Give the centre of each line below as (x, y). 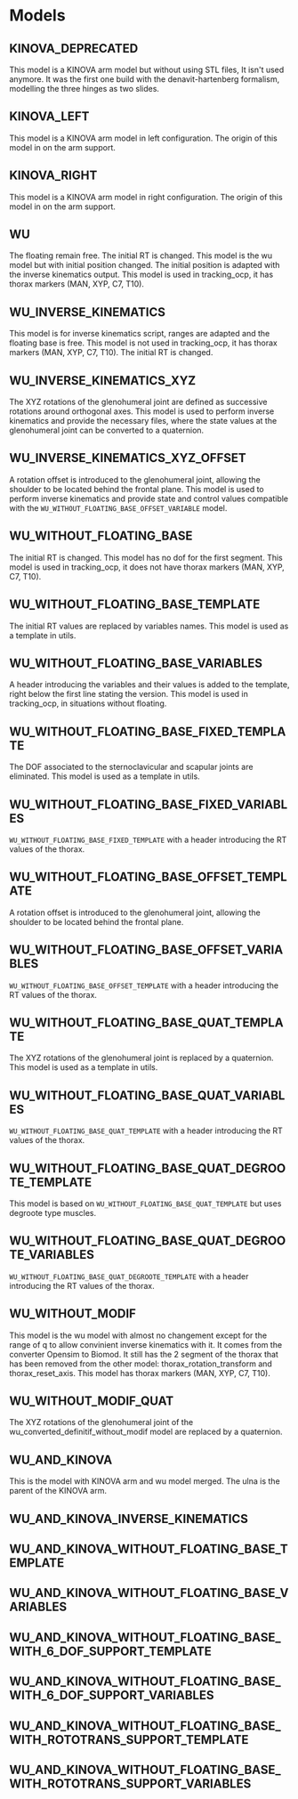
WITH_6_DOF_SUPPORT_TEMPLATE (110, 1651)
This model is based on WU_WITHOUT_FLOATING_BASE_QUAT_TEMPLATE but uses (145, 1203)
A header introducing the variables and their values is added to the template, (149, 685)
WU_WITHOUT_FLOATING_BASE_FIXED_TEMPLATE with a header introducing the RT (148, 839)
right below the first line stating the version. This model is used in (129, 694)
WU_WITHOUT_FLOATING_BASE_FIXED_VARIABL (149, 804)
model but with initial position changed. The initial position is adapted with (145, 265)
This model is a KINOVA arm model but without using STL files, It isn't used (147, 69)
